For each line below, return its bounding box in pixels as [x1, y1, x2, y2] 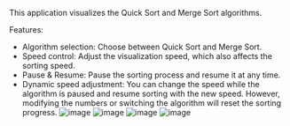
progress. [21, 107, 58, 117]
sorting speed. [21, 61, 75, 70]
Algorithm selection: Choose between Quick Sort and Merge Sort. [21, 41, 263, 52]
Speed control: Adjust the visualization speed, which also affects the [21, 51, 273, 61]
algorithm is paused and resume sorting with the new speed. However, [21, 88, 281, 99]
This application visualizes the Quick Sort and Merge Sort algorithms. [9, 8, 263, 18]
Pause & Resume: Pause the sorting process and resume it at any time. [21, 70, 281, 80]
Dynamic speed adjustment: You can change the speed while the [21, 79, 260, 89]
